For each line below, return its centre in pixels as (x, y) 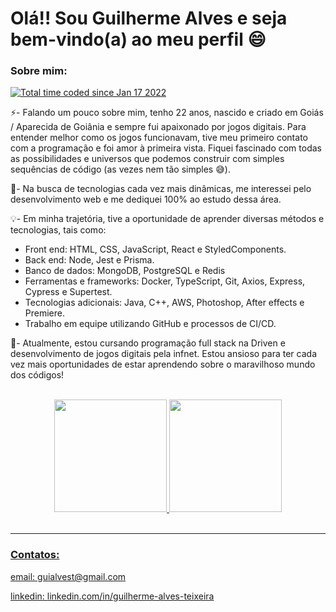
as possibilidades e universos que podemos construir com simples (147, 159)
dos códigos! (37, 375)
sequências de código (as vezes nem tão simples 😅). (120, 169)
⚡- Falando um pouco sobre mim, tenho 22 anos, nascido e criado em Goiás (167, 113)
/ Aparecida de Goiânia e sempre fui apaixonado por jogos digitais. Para (158, 127)
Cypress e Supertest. (68, 292)
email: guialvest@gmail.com (68, 576)
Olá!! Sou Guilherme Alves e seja (149, 18)
